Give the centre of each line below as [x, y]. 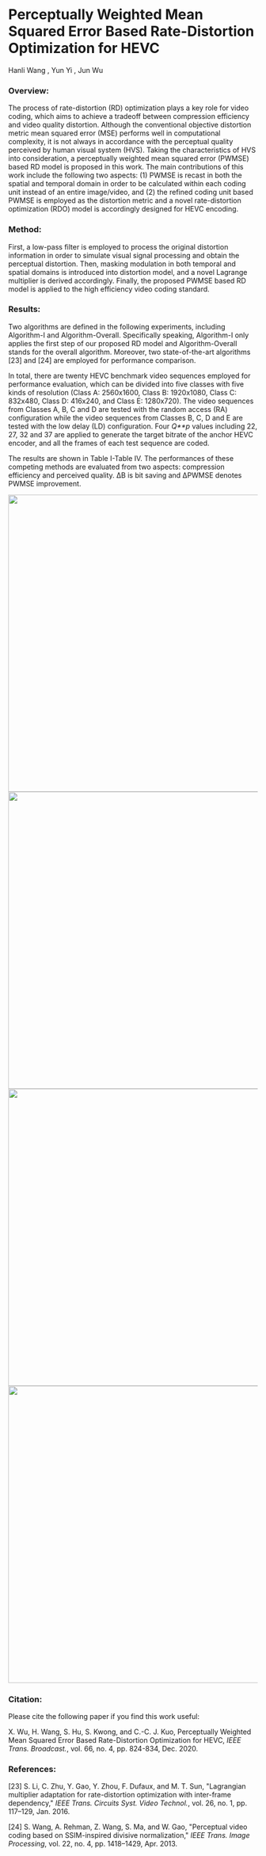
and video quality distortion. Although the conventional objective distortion [130, 125]
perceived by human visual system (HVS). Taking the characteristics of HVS [132, 150]
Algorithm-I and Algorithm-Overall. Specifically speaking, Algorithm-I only [129, 335]
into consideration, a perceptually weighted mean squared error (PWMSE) [129, 158]
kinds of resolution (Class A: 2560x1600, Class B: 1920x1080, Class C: [123, 392]
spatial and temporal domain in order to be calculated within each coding [127, 184]
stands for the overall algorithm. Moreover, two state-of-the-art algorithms [129, 352]
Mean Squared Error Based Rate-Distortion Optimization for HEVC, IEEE [125, 1740]
